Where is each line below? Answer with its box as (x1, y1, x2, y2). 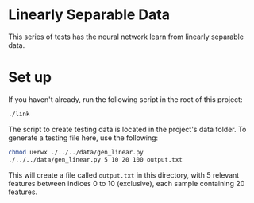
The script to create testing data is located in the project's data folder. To (8, 124, 247, 134)
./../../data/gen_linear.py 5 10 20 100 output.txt (8, 155, 183, 164)
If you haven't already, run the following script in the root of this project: (8, 94, 243, 104)
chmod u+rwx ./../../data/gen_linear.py (8, 148, 144, 156)
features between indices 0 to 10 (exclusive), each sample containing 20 (8, 178, 245, 188)
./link (8, 110, 30, 118)
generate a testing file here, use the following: (8, 133, 159, 142)
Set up (8, 68, 52, 87)
